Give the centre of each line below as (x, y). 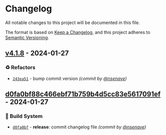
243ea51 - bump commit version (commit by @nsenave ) (69, 78)
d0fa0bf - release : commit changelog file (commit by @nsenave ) (79, 127)
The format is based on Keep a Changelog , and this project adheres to (78, 32)
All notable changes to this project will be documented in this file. (73, 22)
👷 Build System (24, 116)
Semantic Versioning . (27, 37)
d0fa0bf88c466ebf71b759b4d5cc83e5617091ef (83, 94)
